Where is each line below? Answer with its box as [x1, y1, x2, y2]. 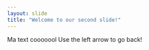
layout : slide [7, 10, 48, 17]
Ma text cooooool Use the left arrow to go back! [7, 35, 143, 43]
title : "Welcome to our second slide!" [7, 16, 122, 23]
